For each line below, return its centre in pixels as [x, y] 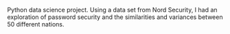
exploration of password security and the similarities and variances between [115, 17]
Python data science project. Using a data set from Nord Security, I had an [112, 10]
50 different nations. [36, 24]
